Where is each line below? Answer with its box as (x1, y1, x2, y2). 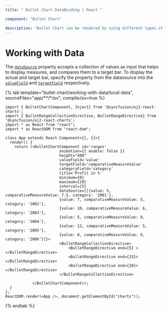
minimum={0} (59, 175, 85, 180)
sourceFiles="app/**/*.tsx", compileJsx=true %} (5, 95, 105, 101)
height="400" (59, 153, 87, 159)
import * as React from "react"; (5, 122, 75, 127)
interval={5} (59, 184, 87, 189)
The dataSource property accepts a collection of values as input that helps (5, 64, 159, 70)
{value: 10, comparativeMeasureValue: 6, (59, 206, 147, 211)
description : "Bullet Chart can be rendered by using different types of (5, 26, 163, 31)
